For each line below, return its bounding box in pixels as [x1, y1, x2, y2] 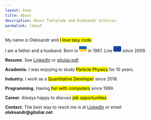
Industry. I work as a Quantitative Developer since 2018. [5, 76, 118, 82]
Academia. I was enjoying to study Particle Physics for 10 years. [5, 67, 134, 72]
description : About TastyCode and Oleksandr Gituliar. [5, 18, 119, 23]
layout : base [5, 8, 32, 13]
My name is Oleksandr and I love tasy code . [5, 37, 93, 43]
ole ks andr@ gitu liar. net [5, 109, 53, 115]
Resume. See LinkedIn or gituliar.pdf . [5, 57, 79, 63]
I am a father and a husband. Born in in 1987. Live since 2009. [5, 48, 146, 53]
